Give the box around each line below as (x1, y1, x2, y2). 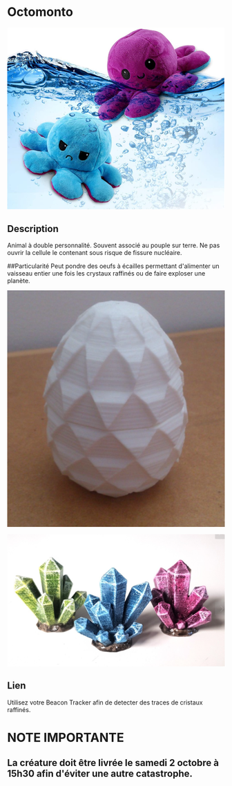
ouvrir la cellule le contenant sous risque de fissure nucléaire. (7, 249, 182, 257)
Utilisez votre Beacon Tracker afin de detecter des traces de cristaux (7, 698, 203, 707)
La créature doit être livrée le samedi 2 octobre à (7, 757, 220, 769)
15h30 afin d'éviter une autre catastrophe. (7, 768, 193, 780)
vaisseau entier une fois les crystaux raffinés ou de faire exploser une (7, 269, 206, 278)
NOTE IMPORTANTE (7, 730, 124, 746)
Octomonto (7, 4, 74, 20)
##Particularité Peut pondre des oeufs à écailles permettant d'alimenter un (7, 262, 220, 270)
